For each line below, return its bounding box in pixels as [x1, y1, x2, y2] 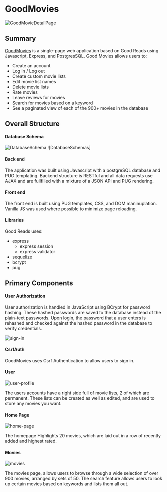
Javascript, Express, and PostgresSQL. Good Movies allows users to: [5, 53, 147, 59]
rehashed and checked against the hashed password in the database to [5, 320, 153, 326]
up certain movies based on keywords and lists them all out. [5, 481, 129, 487]
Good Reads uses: [5, 228, 43, 234]
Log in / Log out [12, 68, 45, 74]
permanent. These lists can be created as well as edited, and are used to [5, 395, 155, 401]
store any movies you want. [5, 400, 62, 406]
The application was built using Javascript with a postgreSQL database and [5, 167, 161, 173]
